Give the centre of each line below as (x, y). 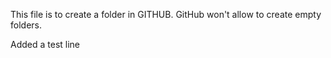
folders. (26, 25)
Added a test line (45, 44)
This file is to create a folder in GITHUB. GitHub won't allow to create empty (166, 14)
